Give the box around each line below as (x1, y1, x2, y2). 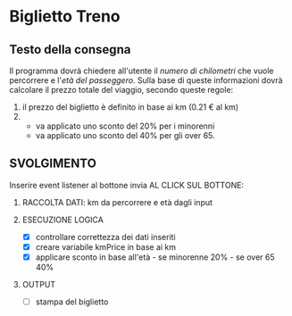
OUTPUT (21, 279, 56, 289)
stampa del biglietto (35, 296, 109, 307)
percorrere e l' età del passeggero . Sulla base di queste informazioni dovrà (9, 75, 283, 86)
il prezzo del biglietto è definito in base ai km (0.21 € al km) (21, 102, 239, 112)
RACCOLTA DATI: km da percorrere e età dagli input (21, 196, 213, 207)
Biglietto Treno (9, 6, 121, 27)
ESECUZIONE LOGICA (21, 214, 104, 225)
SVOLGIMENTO (9, 156, 96, 171)
